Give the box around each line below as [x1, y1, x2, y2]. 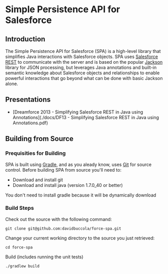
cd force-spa [5, 244, 33, 250]
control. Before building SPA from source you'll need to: [5, 167, 122, 173]
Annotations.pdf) [12, 120, 48, 126]
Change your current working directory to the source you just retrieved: [5, 235, 155, 241]
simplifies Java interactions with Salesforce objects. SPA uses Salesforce [5, 53, 158, 60]
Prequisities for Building [5, 150, 66, 157]
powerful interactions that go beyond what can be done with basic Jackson [5, 75, 163, 81]
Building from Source [5, 134, 74, 143]
